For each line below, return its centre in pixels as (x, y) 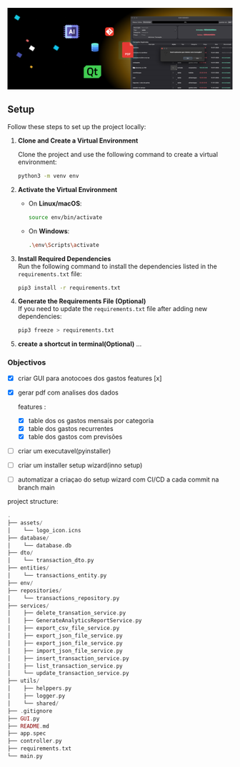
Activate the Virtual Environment (67, 189)
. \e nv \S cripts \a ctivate (64, 245)
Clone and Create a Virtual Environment (78, 141)
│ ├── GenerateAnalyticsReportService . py (75, 621)
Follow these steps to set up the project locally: (77, 126)
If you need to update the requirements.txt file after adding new (112, 309)
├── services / (29, 606)
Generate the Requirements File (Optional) (82, 301)
